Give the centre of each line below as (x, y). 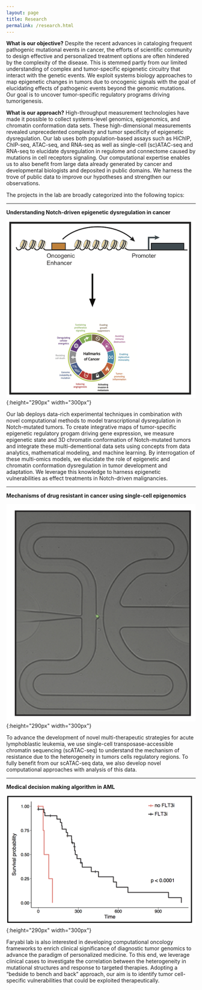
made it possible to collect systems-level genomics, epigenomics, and (93, 119)
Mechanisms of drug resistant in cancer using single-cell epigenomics (96, 496)
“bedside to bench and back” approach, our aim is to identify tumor (90, 974)
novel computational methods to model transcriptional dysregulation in (94, 420)
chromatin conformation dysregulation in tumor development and (87, 465)
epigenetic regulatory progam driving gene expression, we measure (90, 433)
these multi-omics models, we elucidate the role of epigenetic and (88, 459)
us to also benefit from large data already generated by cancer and (89, 164)
